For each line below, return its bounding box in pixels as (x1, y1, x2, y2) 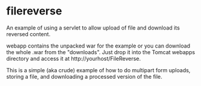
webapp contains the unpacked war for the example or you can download (6, 42, 191, 49)
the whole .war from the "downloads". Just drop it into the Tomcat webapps (6, 48, 196, 55)
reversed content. (6, 30, 51, 37)
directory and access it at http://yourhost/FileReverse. (6, 55, 141, 62)
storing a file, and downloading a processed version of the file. (6, 73, 162, 80)
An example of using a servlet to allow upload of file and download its (6, 24, 180, 31)
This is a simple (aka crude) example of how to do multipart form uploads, (6, 66, 191, 73)
